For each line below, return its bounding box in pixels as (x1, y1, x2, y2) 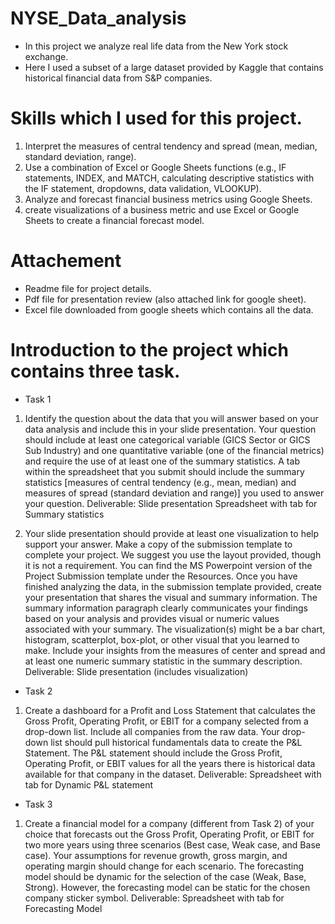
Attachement (10, 250, 122, 272)
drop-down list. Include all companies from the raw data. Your (24, 725, 280, 737)
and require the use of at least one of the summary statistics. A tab (24, 455, 300, 467)
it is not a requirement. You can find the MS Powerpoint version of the (24, 559, 313, 571)
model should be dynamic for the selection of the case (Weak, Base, (24, 870, 307, 882)
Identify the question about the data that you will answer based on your (24, 412, 319, 424)
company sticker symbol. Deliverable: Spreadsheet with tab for (24, 892, 285, 904)
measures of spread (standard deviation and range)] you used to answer (24, 487, 325, 499)
